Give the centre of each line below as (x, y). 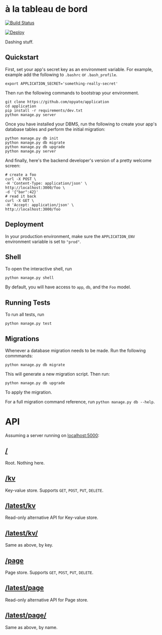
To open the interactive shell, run (39, 269)
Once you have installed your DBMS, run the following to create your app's (81, 124)
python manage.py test (28, 324)
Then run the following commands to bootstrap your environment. (72, 93)
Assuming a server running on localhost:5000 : (52, 435)
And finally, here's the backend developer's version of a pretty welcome (78, 160)
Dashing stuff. (19, 42)
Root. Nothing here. (25, 463)
